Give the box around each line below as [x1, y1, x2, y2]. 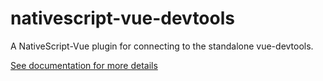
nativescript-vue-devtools [10, 7, 235, 30]
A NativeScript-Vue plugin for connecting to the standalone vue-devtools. [10, 40, 314, 52]
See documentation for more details [10, 59, 158, 71]
